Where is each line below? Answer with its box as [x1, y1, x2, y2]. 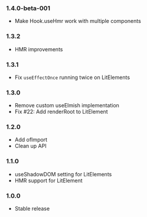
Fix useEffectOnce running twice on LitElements [14, 74, 130, 81]
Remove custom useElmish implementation [14, 102, 120, 109]
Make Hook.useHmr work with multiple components [14, 18, 142, 25]
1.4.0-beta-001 [6, 4, 51, 12]
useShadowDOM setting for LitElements [14, 170, 112, 177]
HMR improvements [14, 45, 63, 52]
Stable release [14, 205, 50, 212]
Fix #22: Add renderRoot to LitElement [14, 108, 108, 116]
